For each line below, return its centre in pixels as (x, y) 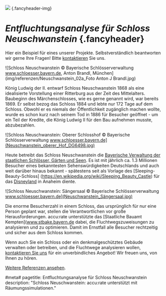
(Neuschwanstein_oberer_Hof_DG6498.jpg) (50, 145)
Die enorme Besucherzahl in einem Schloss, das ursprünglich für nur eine (81, 206)
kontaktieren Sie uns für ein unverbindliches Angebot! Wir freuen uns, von (81, 253)
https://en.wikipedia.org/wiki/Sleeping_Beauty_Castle (96, 176)
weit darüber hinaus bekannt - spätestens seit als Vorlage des (69, 171)
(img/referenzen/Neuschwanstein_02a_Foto (50, 78)
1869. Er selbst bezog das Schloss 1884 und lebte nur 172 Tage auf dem (79, 104)
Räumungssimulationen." (31, 288)
